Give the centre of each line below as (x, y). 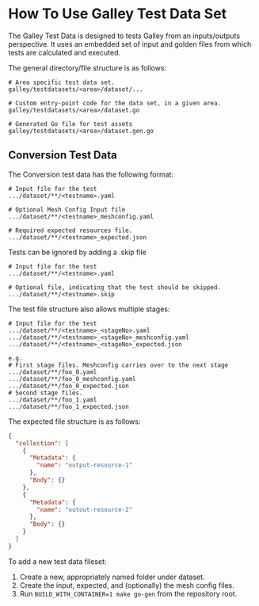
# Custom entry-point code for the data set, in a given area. (115, 103)
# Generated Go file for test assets (70, 124)
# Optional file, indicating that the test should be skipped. (115, 287)
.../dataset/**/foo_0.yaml (53, 372)
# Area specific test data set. (61, 82)
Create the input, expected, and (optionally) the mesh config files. (127, 585)
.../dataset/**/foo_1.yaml (53, 400)
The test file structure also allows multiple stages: (89, 309)
